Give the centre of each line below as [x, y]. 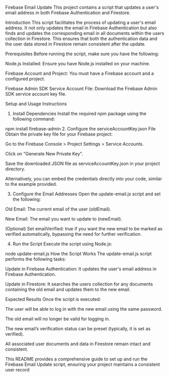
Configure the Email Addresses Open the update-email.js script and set [87, 194]
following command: [34, 119]
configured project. [25, 79]
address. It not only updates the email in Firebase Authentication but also [81, 28]
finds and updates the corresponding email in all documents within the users [85, 33]
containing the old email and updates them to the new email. [68, 289]
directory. [15, 169]
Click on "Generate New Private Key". [44, 154]
